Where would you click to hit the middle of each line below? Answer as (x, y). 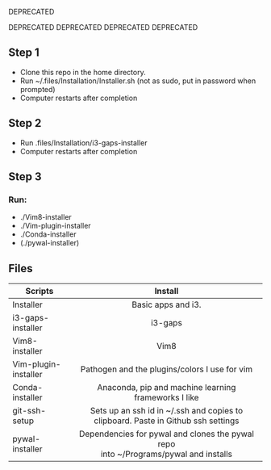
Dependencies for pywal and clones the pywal (167, 434)
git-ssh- (29, 411)
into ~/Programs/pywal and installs (166, 454)
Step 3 (25, 177)
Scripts (40, 292)
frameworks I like (167, 397)
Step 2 (25, 123)
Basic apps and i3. (167, 304)
